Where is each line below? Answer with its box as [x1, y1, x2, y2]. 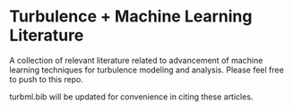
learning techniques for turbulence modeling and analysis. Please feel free [9, 64, 284, 75]
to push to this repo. [9, 73, 83, 84]
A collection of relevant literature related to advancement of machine [9, 55, 263, 65]
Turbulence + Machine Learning [9, 6, 253, 27]
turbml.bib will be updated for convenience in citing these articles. [9, 91, 254, 102]
